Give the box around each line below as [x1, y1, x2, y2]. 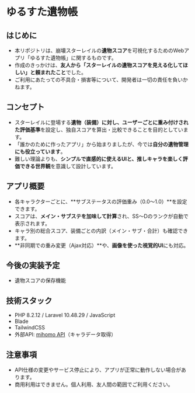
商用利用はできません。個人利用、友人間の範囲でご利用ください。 [14, 381, 173, 388]
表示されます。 [14, 220, 51, 227]
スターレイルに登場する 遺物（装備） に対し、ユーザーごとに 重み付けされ [14, 119, 189, 126]
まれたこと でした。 [40, 69, 86, 76]
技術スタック [6, 295, 53, 305]
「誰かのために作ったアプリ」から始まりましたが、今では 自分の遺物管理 [14, 141, 189, 148]
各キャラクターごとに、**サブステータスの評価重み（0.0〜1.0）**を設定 [14, 198, 188, 205]
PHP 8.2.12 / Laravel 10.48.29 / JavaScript [14, 312, 116, 319]
